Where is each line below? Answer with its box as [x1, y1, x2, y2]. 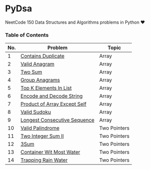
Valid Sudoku [20, 109, 51, 116]
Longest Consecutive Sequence [20, 117, 95, 124]
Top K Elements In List [20, 85, 72, 92]
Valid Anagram [20, 61, 55, 68]
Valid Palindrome [20, 125, 60, 132]
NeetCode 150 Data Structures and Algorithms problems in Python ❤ [5, 19, 145, 25]
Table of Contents [5, 32, 49, 38]
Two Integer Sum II [20, 133, 64, 139]
